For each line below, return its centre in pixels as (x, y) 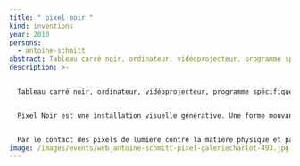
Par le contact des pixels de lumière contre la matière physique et (149, 139)
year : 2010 (29, 34)
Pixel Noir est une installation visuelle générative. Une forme (142, 116)
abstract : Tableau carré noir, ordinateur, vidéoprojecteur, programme (145, 59)
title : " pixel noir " (51, 17)
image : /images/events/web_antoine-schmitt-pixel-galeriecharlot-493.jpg (150, 148)
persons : (25, 42)
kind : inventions (42, 26)
